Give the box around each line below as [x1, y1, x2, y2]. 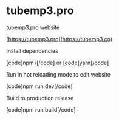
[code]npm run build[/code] [6, 106, 76, 113]
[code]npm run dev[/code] [6, 83, 73, 90]
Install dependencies [6, 47, 59, 55]
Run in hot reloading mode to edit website [6, 70, 111, 78]
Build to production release [6, 94, 74, 101]
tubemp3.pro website [6, 24, 60, 31]
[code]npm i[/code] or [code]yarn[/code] [6, 59, 109, 66]
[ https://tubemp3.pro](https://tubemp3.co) [6, 35, 113, 42]
